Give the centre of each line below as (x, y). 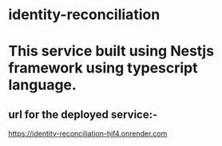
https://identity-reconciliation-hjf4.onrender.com (88, 134)
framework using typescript (103, 68)
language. (43, 85)
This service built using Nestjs (111, 51)
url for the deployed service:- (83, 114)
